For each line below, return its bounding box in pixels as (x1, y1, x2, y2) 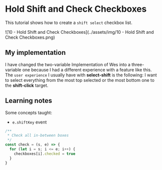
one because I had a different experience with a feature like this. (22, 67, 152, 73)
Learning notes (5, 97, 52, 105)
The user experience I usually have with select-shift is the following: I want (5, 72, 157, 78)
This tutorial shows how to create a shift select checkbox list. (5, 20, 133, 25)
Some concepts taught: (5, 109, 52, 116)
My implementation (5, 49, 66, 57)
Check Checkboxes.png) (5, 34, 55, 40)
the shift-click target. (5, 82, 48, 88)
